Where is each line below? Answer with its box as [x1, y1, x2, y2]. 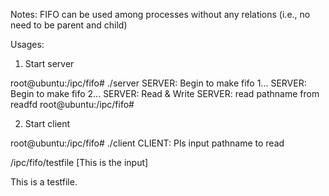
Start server [24, 58, 75, 69]
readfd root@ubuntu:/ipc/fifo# [10, 99, 135, 110]
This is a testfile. [10, 176, 78, 188]
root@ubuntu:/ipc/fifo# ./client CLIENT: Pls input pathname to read [10, 137, 285, 149]
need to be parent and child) [10, 19, 128, 31]
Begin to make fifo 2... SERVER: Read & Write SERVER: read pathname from [10, 88, 320, 99]
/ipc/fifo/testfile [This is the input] [10, 157, 149, 168]
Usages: [10, 39, 45, 50]
